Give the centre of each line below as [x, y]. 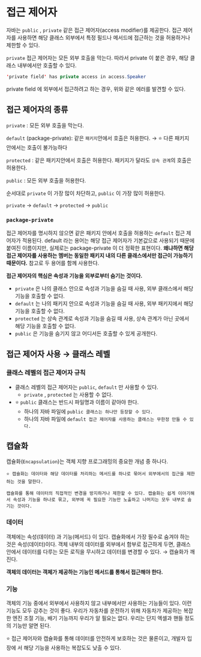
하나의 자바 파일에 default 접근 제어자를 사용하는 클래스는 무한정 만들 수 [105, 419]
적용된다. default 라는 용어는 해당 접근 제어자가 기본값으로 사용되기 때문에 [108, 240]
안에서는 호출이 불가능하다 [37, 147]
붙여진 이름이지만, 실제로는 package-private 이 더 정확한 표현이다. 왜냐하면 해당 [100, 248]
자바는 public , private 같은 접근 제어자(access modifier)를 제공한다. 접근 [94, 30]
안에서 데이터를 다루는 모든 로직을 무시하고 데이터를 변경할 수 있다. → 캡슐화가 [97, 551]
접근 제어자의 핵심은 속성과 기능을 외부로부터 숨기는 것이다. [74, 275]
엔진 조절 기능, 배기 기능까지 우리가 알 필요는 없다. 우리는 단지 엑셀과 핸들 [98, 618]
